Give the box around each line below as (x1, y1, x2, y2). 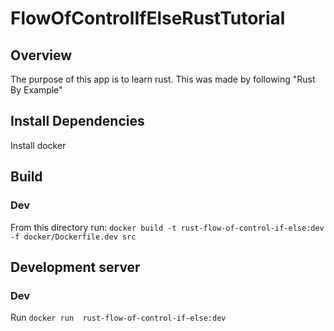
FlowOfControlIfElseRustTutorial (10, 7, 286, 30)
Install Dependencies (10, 113, 145, 130)
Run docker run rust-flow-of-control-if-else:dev (10, 312, 227, 324)
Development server (10, 258, 141, 276)
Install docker (10, 139, 67, 151)
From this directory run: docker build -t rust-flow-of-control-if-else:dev (10, 221, 325, 233)
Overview (10, 47, 73, 64)
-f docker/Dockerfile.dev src (10, 232, 137, 242)
